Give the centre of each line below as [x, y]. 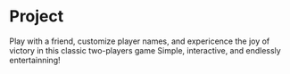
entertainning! [35, 60]
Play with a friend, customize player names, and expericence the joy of [140, 41]
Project [37, 16]
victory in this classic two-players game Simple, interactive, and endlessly [145, 50]
